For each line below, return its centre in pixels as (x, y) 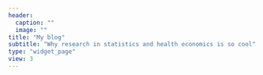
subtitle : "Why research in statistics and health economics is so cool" (132, 45)
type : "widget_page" (42, 52)
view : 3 (21, 59)
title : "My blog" (37, 37)
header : (21, 15)
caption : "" (35, 23)
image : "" (31, 30)
